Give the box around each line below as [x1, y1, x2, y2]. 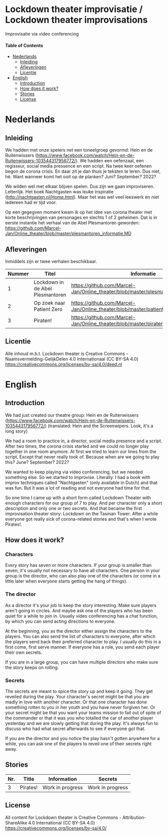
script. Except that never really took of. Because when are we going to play [5, 453, 160, 460]
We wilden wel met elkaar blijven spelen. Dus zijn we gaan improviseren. [5, 183, 154, 189]
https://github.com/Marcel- [5, 225, 61, 231]
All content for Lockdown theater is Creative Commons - [5, 814, 121, 820]
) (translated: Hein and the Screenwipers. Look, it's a [44, 423, 153, 429]
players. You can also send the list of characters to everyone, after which [5, 633, 156, 639]
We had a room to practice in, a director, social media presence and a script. [5, 438, 162, 444]
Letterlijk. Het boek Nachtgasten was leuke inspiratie [5, 189, 114, 195]
